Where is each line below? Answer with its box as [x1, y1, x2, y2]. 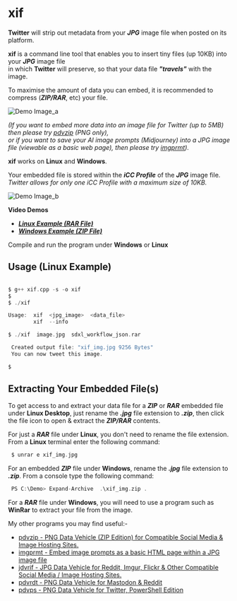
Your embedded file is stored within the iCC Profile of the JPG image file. [8, 170, 221, 179]
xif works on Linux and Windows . [8, 157, 108, 165]
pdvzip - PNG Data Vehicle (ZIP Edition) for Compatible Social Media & [18, 533, 224, 542]
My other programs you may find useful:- [8, 520, 128, 528]
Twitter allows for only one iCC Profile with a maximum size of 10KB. [8, 178, 207, 187]
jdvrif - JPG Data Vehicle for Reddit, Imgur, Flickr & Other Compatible [18, 564, 219, 572]
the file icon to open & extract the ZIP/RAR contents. [8, 416, 161, 425]
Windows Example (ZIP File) [18, 226, 103, 235]
